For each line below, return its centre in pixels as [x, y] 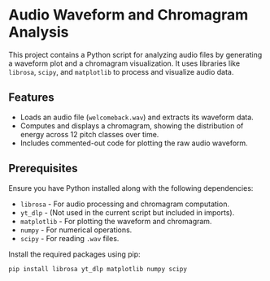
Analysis [39, 32]
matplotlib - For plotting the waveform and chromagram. [116, 221]
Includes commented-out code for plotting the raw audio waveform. [134, 143]
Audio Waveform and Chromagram [128, 15]
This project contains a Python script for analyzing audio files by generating [135, 54]
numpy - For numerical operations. [76, 230]
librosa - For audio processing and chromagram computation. [125, 204]
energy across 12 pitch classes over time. [89, 134]
